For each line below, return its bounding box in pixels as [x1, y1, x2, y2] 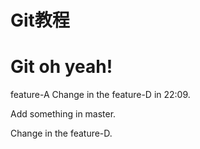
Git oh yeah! [10, 56, 113, 78]
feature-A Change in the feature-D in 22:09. [10, 89, 191, 101]
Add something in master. [10, 108, 117, 120]
